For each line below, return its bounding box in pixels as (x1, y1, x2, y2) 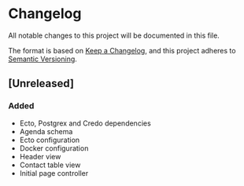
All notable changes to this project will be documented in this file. (8, 31, 220, 40)
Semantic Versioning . (8, 54, 77, 64)
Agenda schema (19, 126, 73, 136)
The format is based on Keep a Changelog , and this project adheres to (8, 46, 236, 55)
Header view (19, 151, 61, 161)
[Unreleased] (8, 77, 75, 90)
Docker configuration (19, 143, 89, 153)
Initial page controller (19, 168, 89, 177)
